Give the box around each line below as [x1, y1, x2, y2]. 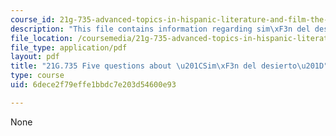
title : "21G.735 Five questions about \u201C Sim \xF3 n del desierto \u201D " [10, 61, 329, 71]
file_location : [10, 33, 74, 43]
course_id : [10, 14, 56, 25]
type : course [10, 71, 65, 81]
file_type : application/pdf [10, 42, 128, 53]
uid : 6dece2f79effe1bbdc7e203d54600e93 [10, 80, 177, 90]
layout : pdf [10, 52, 60, 62]
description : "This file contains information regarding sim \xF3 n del [10, 24, 311, 34]
